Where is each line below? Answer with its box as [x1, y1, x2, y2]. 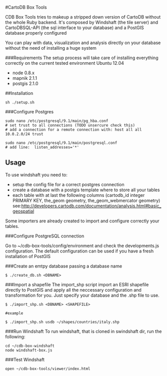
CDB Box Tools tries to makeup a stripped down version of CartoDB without [5, 14, 161, 20]
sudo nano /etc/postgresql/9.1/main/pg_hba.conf [5, 118, 108, 123]
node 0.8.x [12, 70, 35, 76]
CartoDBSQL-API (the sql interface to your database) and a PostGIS [5, 25, 144, 31]
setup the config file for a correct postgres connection [12, 181, 124, 187]
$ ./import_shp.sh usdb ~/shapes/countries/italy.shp [5, 319, 120, 324]
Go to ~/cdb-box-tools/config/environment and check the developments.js [5, 242, 159, 248]
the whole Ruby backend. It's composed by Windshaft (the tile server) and [5, 20, 158, 25]
